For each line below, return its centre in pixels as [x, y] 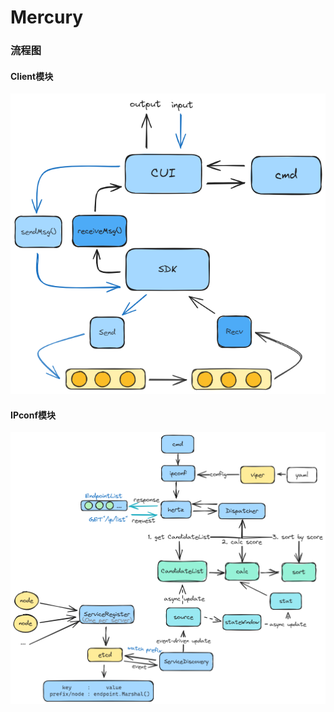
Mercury [47, 17]
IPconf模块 [33, 415]
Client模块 [32, 76]
